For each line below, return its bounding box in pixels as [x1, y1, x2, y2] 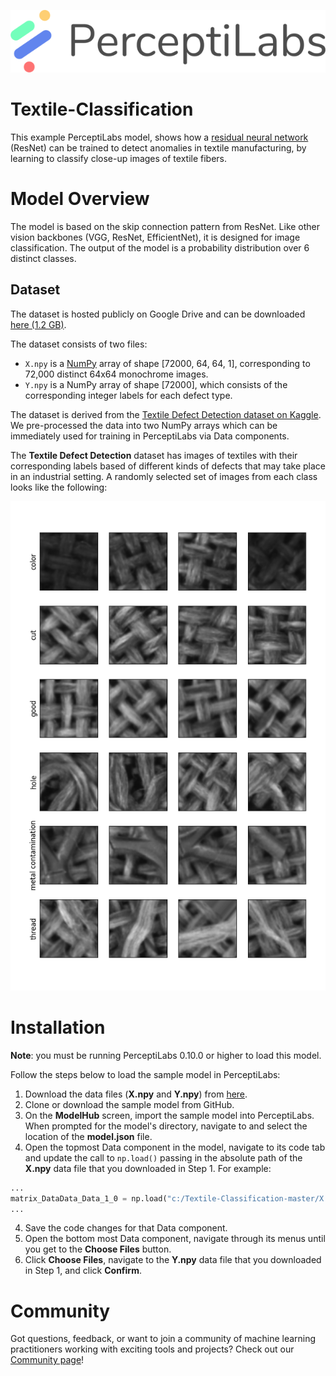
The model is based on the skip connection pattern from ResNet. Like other [10, 220, 321, 232]
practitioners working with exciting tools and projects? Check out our [10, 1343, 295, 1355]
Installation [10, 1016, 106, 1039]
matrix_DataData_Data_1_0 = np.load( [10, 1193, 168, 1204]
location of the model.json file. [24, 1130, 153, 1142]
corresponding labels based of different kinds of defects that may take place [10, 460, 326, 472]
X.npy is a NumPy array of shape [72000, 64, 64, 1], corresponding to [24, 357, 311, 369]
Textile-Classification [10, 98, 194, 121]
